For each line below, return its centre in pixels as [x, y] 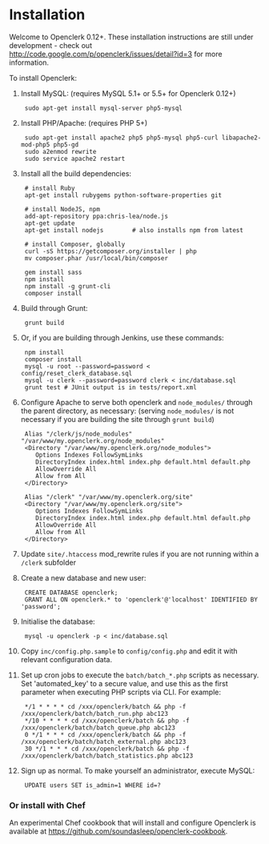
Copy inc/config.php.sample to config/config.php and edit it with [129, 651]
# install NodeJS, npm [62, 209]
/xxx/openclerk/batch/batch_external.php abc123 [103, 742]
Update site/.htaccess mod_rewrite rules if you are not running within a [140, 553]
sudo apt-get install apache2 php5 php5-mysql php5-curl [121, 138]
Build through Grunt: [54, 308]
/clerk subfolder [48, 562]
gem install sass [53, 272]
